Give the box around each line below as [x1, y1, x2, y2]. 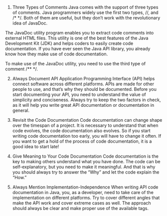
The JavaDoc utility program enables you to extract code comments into [5, 30, 154, 35]
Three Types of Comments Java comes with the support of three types [12, 4, 159, 10]
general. [12, 107, 30, 113]
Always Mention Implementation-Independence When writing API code [12, 184, 159, 190]
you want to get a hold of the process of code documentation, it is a [12, 138, 152, 144]
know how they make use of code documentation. [5, 51, 108, 57]
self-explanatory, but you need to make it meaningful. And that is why [12, 164, 156, 170]
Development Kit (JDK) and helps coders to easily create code [5, 40, 134, 46]
